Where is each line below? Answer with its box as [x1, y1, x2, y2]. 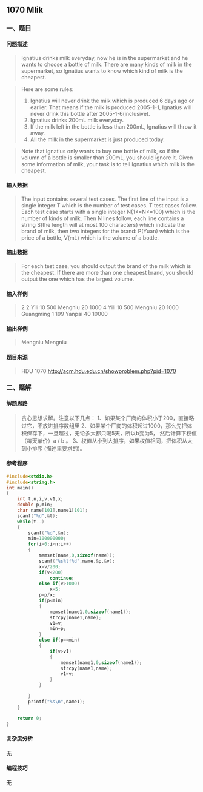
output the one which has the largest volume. [21, 275, 135, 283]
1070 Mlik [6, 5, 44, 15]
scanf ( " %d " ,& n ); [28, 530, 69, 536]
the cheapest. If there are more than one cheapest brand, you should [21, 269, 194, 276]
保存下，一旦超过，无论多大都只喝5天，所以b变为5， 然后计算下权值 [26, 429, 197, 437]
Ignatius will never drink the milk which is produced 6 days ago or [30, 97, 195, 104]
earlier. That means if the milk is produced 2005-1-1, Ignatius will [30, 103, 192, 111]
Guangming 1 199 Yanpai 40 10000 [21, 310, 108, 318]
